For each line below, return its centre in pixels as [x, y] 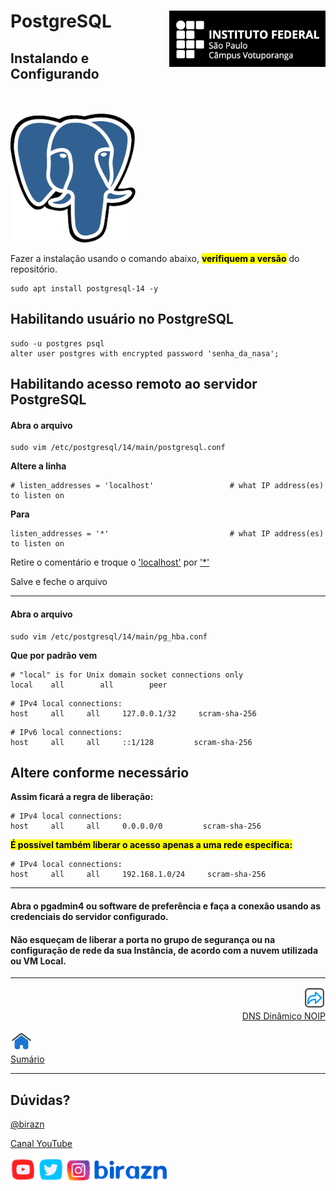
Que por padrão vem [54, 655]
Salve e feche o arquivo [59, 582]
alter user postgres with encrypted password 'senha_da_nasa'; [145, 353]
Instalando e [50, 58]
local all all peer [89, 685]
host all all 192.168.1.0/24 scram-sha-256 [138, 875]
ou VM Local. [38, 961]
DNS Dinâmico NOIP [283, 1016]
